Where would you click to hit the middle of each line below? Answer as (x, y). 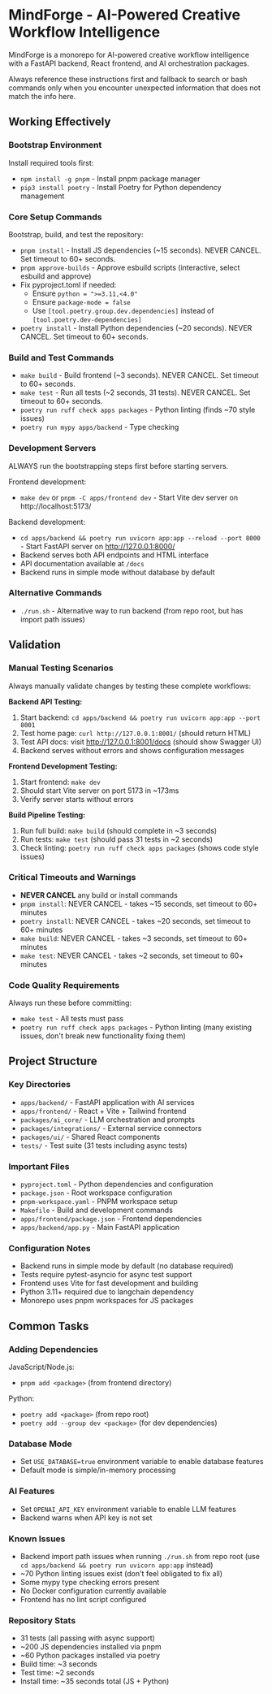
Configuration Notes (50, 1248)
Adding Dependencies (54, 1349)
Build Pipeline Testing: (47, 815)
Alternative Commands (55, 593)
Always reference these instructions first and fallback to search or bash (128, 79)
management (42, 196)
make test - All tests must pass (72, 1019)
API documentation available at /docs (82, 563)
